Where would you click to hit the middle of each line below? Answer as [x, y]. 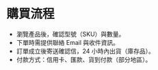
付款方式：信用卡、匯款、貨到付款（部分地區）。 [84, 59]
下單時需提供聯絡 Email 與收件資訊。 [67, 42]
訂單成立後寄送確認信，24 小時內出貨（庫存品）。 [85, 51]
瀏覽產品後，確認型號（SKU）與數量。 [70, 34]
